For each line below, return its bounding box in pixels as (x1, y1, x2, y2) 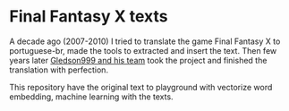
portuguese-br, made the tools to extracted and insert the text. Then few (9, 45, 277, 55)
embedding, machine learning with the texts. (9, 91, 174, 102)
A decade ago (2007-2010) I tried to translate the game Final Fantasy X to (9, 36, 281, 47)
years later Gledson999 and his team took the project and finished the (9, 55, 268, 65)
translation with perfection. (9, 64, 109, 75)
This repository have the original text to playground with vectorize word (9, 81, 273, 92)
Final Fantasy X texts (9, 6, 168, 27)
